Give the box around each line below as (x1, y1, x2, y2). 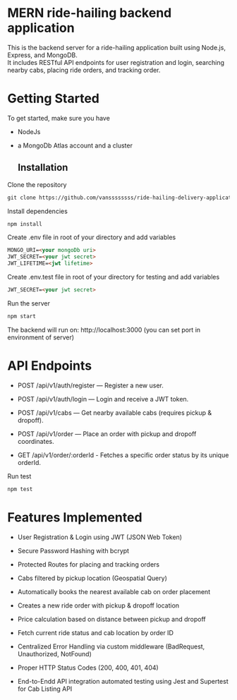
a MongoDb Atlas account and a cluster (17, 141, 133, 150)
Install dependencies (7, 207, 68, 215)
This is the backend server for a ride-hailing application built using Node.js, (7, 43, 226, 52)
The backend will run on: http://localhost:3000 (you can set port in (7, 325, 201, 334)
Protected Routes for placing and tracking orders (17, 560, 160, 569)
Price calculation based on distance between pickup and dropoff (17, 615, 206, 623)
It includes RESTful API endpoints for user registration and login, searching (7, 58, 224, 66)
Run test (7, 471, 32, 481)
